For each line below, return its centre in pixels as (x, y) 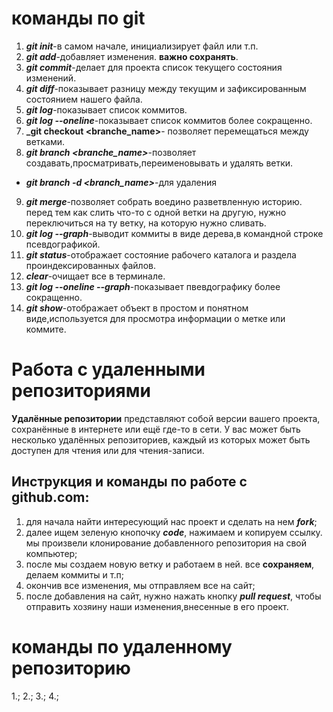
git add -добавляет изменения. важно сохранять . (132, 56)
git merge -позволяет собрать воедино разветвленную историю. (164, 201)
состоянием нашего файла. (84, 99)
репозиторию (71, 668)
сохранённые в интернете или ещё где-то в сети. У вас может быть (156, 429)
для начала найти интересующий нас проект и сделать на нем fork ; (171, 521)
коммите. (46, 329)
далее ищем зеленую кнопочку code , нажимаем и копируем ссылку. (174, 532)
